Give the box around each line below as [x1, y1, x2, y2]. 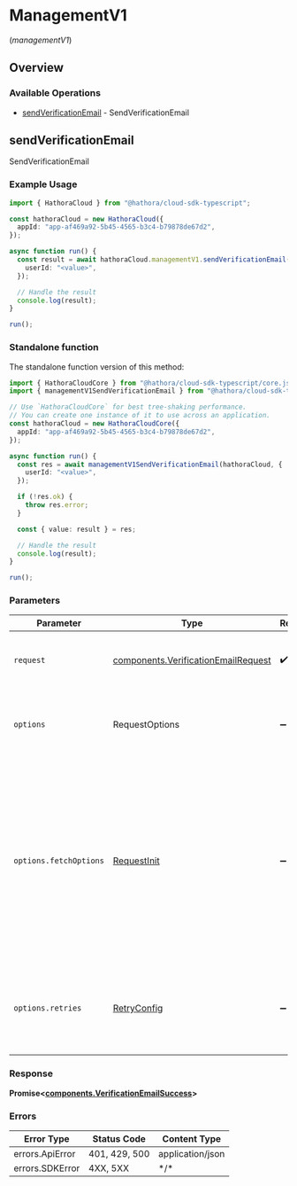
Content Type [162, 1133, 221, 1145]
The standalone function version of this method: [9, 361, 185, 372]
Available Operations [9, 87, 102, 99]
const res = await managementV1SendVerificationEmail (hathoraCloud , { [17, 460, 283, 469]
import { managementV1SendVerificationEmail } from [9, 386, 203, 395]
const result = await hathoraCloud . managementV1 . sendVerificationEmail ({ [17, 255, 294, 264]
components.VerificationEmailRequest [112, 654, 271, 667]
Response [9, 1067, 53, 1080]
